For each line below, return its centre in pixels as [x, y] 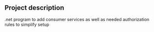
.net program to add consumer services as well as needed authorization [77, 19]
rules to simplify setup [27, 24]
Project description [34, 8]
